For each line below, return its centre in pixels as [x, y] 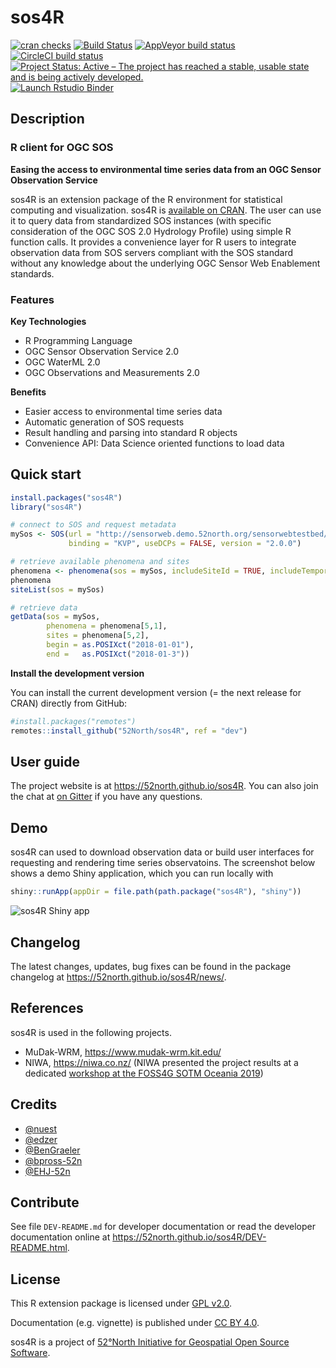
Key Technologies [48, 321]
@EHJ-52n [47, 1171]
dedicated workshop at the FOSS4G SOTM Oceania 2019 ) [144, 1073]
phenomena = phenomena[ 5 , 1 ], [107, 626]
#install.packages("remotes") [73, 721]
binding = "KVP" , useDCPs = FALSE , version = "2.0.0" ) [185, 544]
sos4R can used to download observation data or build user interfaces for [162, 852]
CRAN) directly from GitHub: [69, 703]
